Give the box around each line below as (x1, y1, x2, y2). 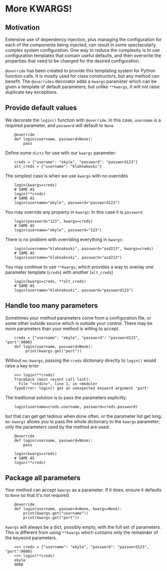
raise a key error (5, 362, 39, 368)
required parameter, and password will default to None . (5, 122, 115, 129)
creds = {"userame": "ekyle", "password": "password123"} (14, 159, 138, 164)
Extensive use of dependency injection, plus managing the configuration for (5, 36, 162, 42)
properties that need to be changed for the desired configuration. (5, 58, 140, 64)
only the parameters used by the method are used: (5, 424, 110, 430)
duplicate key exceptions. (5, 89, 58, 95)
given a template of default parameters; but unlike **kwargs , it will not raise (5, 84, 160, 90)
